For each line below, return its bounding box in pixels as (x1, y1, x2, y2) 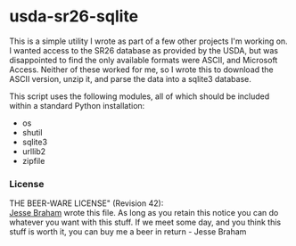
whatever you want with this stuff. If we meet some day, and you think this (9, 217, 282, 228)
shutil (21, 127, 43, 137)
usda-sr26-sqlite (9, 6, 139, 27)
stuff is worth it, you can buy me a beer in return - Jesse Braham (9, 226, 247, 237)
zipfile (21, 155, 45, 166)
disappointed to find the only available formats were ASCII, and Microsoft (9, 54, 278, 65)
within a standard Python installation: (9, 100, 145, 111)
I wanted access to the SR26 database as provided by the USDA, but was (9, 45, 279, 55)
